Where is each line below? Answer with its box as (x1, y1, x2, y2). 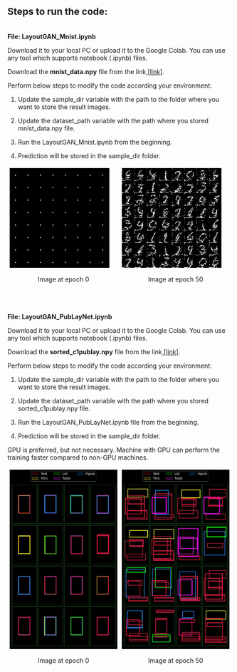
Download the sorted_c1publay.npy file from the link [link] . (7, 347, 181, 356)
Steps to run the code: (7, 6, 108, 18)
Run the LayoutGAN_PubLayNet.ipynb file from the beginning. (17, 418, 199, 426)
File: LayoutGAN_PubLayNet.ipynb (7, 312, 112, 321)
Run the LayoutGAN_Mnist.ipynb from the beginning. (17, 138, 172, 146)
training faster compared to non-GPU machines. (7, 453, 149, 462)
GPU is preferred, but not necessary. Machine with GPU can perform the (7, 445, 221, 454)
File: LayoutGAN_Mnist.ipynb (7, 32, 96, 41)
